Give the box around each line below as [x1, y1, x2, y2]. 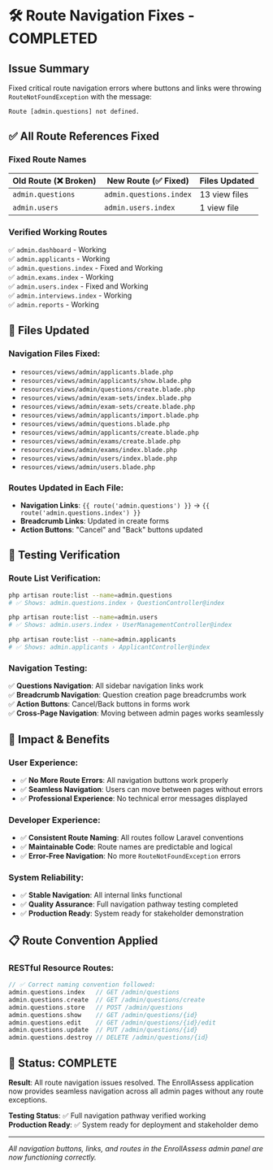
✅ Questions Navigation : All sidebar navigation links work [8, 681, 204, 691]
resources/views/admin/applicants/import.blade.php [19, 411, 199, 420]
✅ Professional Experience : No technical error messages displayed [19, 794, 248, 803]
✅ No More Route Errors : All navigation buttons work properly [19, 775, 229, 785]
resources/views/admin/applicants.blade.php [19, 368, 174, 376]
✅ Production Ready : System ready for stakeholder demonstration [19, 908, 244, 919]
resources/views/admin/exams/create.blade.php [19, 437, 181, 446]
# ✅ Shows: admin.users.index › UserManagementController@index [8, 621, 232, 629]
